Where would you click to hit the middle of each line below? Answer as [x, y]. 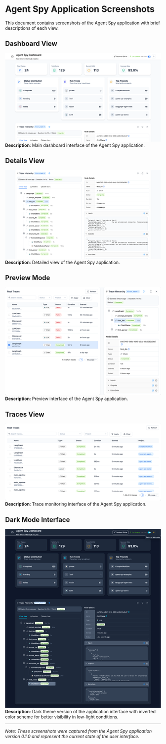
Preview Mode [28, 278]
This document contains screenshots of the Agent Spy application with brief [83, 23]
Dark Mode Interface [38, 520]
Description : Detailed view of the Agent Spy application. [62, 262]
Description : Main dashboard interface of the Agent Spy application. [75, 145]
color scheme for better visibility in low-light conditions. [62, 717]
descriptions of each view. [32, 28]
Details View [25, 161]
